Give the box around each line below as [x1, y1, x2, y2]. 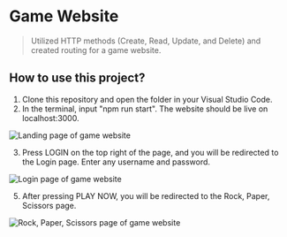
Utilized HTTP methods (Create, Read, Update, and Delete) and [30, 35, 261, 46]
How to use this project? [9, 71, 146, 86]
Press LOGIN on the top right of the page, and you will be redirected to [21, 147, 279, 157]
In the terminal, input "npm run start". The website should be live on [21, 103, 268, 114]
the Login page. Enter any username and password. [21, 157, 210, 167]
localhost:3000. [21, 112, 79, 123]
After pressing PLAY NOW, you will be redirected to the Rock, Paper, [21, 190, 270, 201]
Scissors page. [21, 200, 77, 210]
